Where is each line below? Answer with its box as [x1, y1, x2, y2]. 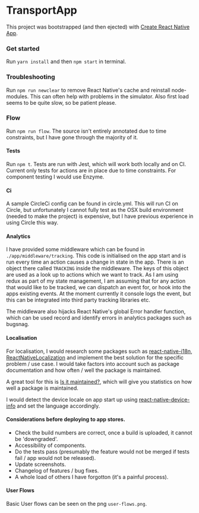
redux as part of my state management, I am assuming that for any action [6, 277, 186, 284]
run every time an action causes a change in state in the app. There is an [6, 258, 184, 265]
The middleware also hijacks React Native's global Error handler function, [6, 308, 186, 315]
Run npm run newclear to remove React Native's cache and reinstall [6, 86, 170, 93]
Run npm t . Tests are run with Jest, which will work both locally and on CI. [6, 161, 187, 168]
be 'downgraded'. [14, 435, 58, 442]
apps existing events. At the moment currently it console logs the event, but [6, 290, 191, 298]
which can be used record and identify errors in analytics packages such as [6, 314, 192, 321]
